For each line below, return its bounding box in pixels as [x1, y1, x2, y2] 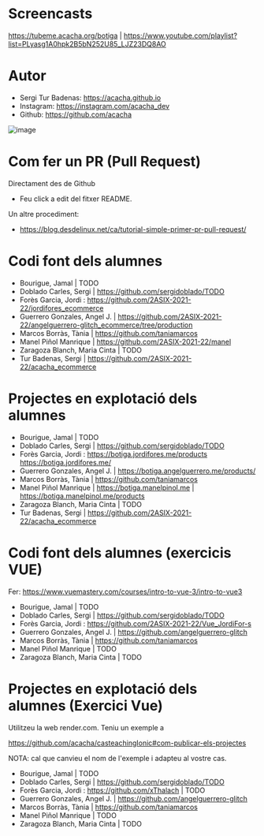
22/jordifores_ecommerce [19, 303, 104, 312]
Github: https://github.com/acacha [19, 110, 132, 119]
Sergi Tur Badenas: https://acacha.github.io [19, 92, 162, 103]
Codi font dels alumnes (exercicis [8, 543, 232, 562]
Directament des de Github [8, 178, 96, 188]
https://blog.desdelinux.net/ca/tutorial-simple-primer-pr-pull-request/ [19, 224, 247, 233]
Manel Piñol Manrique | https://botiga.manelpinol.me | [19, 483, 195, 492]
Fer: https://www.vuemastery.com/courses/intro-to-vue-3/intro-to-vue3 [8, 587, 243, 596]
